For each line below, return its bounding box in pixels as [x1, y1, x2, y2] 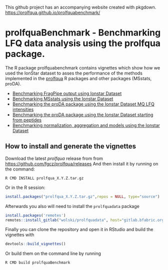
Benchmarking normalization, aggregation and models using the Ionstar [12, 122, 160, 128]
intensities [12, 106, 34, 112]
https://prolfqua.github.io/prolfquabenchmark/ [5, 9, 100, 15]
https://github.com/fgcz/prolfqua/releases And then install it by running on [5, 160, 158, 166]
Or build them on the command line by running [5, 250, 101, 256]
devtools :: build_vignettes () [5, 241, 66, 246]
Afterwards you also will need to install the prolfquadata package [5, 203, 140, 209]
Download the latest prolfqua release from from [5, 155, 103, 161]
